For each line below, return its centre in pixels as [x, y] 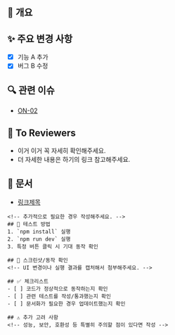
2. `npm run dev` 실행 [39, 239]
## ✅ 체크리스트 [28, 281]
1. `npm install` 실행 [39, 232]
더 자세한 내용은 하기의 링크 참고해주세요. [74, 159]
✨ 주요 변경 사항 [40, 38]
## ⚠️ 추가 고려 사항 [33, 317]
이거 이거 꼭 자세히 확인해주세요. [61, 151]
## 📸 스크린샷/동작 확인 [38, 260]
